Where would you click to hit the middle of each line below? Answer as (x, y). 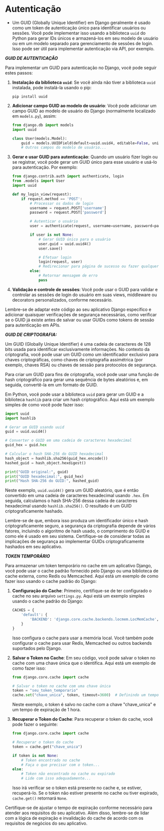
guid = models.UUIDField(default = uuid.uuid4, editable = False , (86, 143)
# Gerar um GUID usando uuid (35, 427)
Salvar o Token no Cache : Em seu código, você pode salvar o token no (84, 657)
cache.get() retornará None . (40, 798)
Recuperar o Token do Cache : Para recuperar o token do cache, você (82, 719)
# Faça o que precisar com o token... (61, 765)
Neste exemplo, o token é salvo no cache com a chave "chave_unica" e (84, 705)
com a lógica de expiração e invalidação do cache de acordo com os (74, 818)
